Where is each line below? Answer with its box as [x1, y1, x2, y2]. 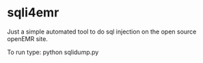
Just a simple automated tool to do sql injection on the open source [7, 27, 197, 36]
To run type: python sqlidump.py [7, 48, 99, 56]
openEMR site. [7, 34, 48, 42]
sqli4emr [7, 5, 59, 21]
